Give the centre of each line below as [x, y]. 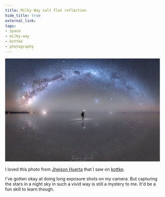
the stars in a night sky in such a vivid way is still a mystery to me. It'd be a [81, 184]
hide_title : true [23, 15]
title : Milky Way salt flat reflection [46, 10]
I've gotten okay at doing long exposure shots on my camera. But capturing [81, 178]
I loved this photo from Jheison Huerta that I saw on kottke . [65, 169]
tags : [11, 26]
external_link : [21, 21]
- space [13, 31]
